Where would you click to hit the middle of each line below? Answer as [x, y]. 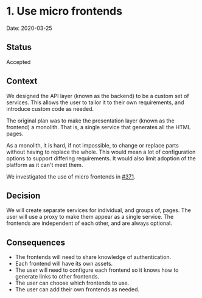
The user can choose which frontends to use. [72, 283]
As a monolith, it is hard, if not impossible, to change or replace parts [93, 145]
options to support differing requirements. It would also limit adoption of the [101, 158]
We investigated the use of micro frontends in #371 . [71, 176]
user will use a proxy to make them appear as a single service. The [90, 217]
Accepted [19, 62]
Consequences [36, 242]
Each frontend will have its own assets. [64, 264]
